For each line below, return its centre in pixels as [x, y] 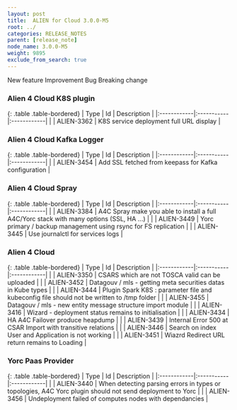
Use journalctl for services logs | [75, 233]
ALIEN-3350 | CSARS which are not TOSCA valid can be [138, 275]
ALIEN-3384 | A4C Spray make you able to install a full [136, 211]
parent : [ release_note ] [42, 40]
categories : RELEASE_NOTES [47, 34]
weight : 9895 [27, 54]
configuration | [29, 170]
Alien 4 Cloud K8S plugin [51, 98]
